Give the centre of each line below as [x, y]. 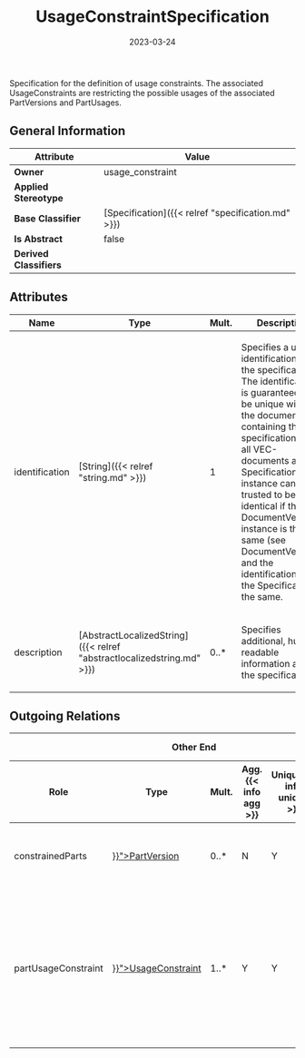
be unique [262, 404]
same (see [263, 540]
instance [260, 483]
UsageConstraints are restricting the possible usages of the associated [142, 93]
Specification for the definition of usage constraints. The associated [136, 83]
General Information [68, 131]
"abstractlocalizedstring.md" [140, 658]
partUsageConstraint [59, 968]
